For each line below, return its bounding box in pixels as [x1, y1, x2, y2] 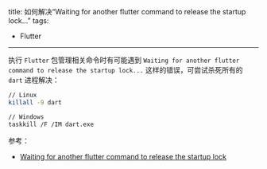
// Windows [8, 112, 44, 121]
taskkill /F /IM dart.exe [8, 120, 94, 128]
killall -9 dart [8, 98, 62, 106]
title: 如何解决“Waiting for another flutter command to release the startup [8, 7, 246, 16]
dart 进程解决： [8, 75, 60, 84]
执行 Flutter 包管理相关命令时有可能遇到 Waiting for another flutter [8, 55, 240, 65]
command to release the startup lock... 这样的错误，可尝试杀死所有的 [8, 65, 243, 74]
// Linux [8, 91, 37, 99]
